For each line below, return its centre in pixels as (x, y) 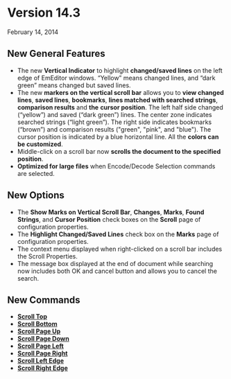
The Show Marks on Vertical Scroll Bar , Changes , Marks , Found (111, 212)
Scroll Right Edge (42, 368)
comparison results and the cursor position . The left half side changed (120, 107)
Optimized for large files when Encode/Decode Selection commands (116, 166)
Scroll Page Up (39, 331)
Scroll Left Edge (41, 361)
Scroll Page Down (43, 339)
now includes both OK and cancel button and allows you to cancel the (117, 271)
